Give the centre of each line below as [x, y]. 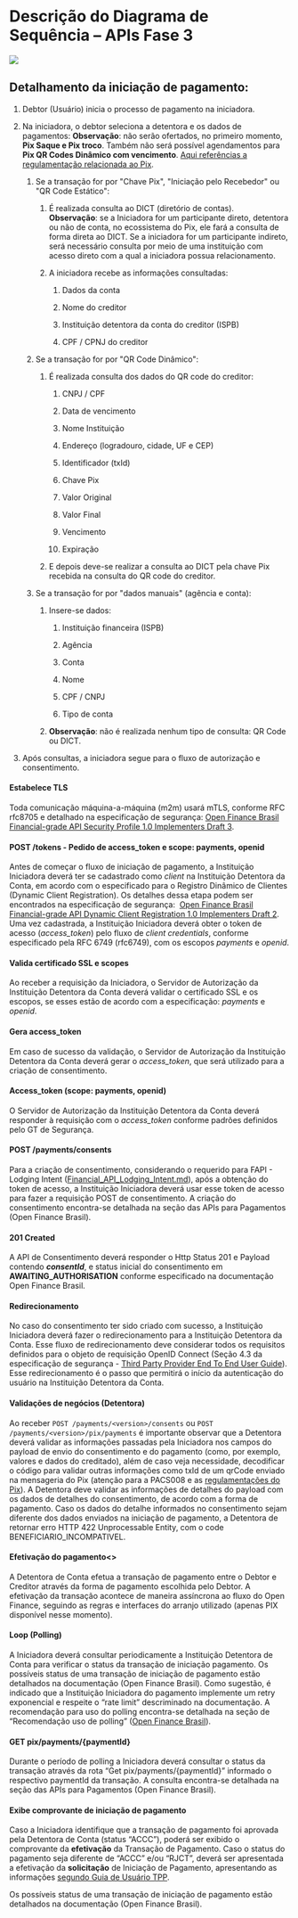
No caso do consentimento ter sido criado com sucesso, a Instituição [136, 1326]
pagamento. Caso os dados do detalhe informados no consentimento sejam [148, 1508]
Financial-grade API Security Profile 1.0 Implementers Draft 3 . [122, 826]
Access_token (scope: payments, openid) [88, 1091]
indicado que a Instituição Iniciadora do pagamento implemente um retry [142, 1693]
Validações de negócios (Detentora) [77, 1403]
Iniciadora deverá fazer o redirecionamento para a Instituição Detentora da [146, 1335]
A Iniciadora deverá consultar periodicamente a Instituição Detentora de [141, 1654]
